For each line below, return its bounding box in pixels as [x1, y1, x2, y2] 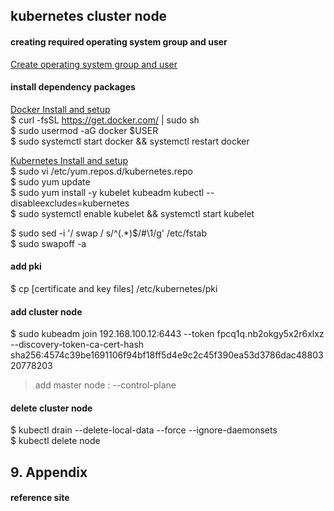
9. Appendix [10, 464, 88, 481]
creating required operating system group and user [10, 35, 228, 48]
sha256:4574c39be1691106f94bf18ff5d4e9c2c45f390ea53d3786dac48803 [10, 349, 324, 361]
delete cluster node [10, 402, 93, 414]
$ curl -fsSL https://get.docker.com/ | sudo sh [10, 114, 200, 126]
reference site [10, 492, 70, 504]
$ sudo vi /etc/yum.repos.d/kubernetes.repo [10, 165, 193, 177]
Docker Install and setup [10, 103, 111, 115]
